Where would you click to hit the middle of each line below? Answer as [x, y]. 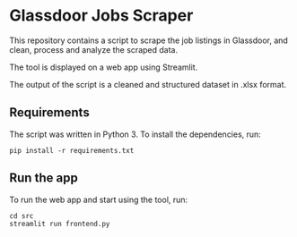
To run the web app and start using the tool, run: [99, 199]
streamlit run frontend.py [60, 224]
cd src [22, 216]
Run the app [44, 178]
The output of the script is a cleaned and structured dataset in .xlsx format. [148, 84]
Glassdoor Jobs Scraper [101, 16]
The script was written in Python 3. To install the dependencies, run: [135, 134]
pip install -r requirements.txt [72, 150]
